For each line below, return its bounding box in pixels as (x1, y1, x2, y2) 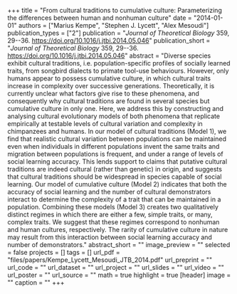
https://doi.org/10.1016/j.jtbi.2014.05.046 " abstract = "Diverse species (7, 51, 211, 60)
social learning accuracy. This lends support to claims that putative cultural (7, 157, 228, 166)
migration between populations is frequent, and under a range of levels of (7, 149, 224, 158)
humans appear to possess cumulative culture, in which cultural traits (7, 74, 211, 83)
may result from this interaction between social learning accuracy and (7, 233, 212, 241)
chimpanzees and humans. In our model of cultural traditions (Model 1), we (7, 127, 227, 135)
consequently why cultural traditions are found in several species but (7, 97, 210, 105)
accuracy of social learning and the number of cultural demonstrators (7, 188, 211, 196)
